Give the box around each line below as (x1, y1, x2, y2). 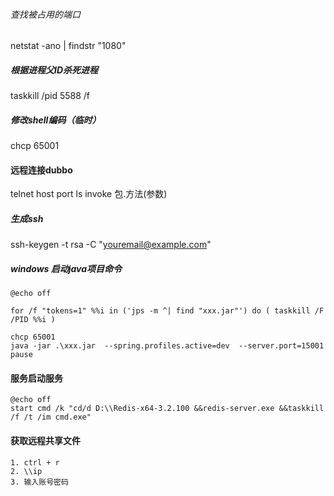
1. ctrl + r (10, 457, 60, 468)
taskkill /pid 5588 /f (10, 90, 90, 102)
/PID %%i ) (10, 315, 56, 325)
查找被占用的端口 (10, 8, 81, 20)
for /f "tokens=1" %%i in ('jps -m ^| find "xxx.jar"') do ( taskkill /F (10, 306, 325, 316)
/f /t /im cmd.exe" (10, 412, 92, 423)
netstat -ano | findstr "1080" (10, 40, 127, 52)
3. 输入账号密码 (10, 477, 69, 487)
